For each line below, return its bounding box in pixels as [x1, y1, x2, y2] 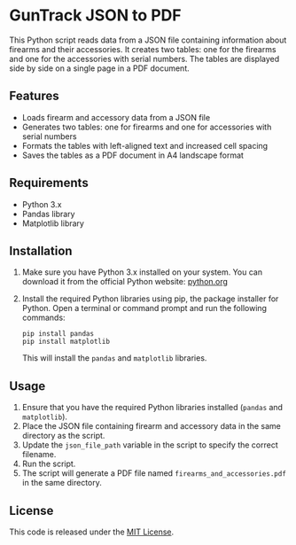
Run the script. [21, 458, 76, 470]
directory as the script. [21, 431, 105, 441]
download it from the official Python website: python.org [21, 276, 229, 287]
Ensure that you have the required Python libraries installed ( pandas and [21, 402, 284, 413]
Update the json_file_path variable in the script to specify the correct [21, 440, 279, 450]
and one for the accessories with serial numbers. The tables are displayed [9, 53, 280, 64]
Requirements [9, 175, 89, 191]
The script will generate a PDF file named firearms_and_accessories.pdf [21, 468, 286, 479]
